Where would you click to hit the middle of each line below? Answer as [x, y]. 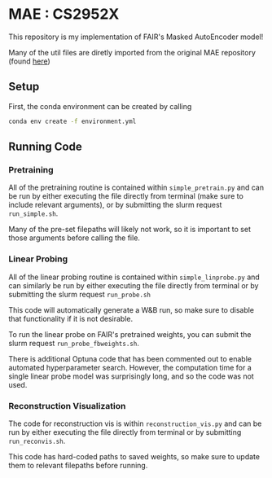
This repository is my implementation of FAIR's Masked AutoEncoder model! [136, 37]
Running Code [46, 147]
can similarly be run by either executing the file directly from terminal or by [134, 285]
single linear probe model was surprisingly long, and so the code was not [131, 376]
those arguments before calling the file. [75, 238]
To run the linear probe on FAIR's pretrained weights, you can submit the [130, 334]
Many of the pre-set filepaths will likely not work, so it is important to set [129, 230]
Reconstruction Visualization [67, 406]
